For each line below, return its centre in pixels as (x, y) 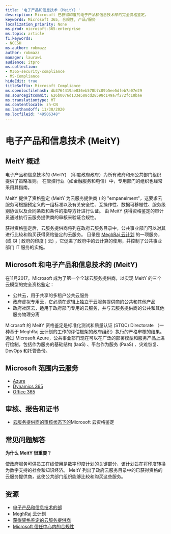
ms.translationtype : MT (31, 100)
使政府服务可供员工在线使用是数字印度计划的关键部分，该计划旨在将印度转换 (85, 464)
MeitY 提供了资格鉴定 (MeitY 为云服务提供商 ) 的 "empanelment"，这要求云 (84, 198)
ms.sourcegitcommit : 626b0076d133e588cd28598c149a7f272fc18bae (74, 95)
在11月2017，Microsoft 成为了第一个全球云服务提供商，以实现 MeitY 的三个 (83, 278)
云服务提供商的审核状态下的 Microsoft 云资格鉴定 (63, 422)
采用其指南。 (19, 187)
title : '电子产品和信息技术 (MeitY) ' (43, 10)
